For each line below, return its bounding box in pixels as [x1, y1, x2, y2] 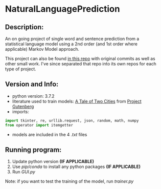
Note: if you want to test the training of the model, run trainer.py [5, 178, 134, 184]
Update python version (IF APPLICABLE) [12, 159, 94, 165]
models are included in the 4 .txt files [12, 131, 87, 137]
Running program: [5, 146, 62, 154]
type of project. [5, 66, 37, 72]
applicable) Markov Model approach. [5, 46, 79, 52]
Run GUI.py [12, 169, 36, 175]
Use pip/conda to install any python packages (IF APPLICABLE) [12, 164, 141, 169]
